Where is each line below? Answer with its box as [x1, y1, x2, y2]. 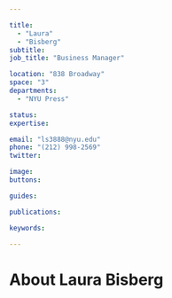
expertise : [9, 119, 50, 128]
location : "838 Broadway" [9, 70, 105, 79]
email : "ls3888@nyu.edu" [9, 135, 101, 144]
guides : [9, 192, 38, 200]
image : [9, 168, 34, 176]
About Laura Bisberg [9, 270, 164, 289]
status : [9, 110, 38, 120]
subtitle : [9, 45, 46, 54]
